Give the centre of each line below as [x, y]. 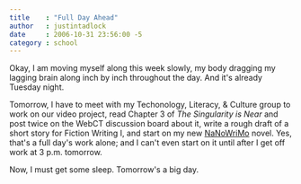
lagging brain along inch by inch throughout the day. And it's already [136, 78]
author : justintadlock [58, 26]
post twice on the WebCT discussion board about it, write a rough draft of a [149, 124]
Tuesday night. [37, 87]
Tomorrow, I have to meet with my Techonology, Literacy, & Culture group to [150, 105]
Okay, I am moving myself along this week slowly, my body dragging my [142, 68]
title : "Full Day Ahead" [64, 18]
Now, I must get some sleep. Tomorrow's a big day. [104, 170]
